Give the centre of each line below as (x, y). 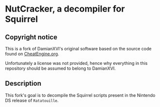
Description (23, 84)
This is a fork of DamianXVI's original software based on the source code (78, 49)
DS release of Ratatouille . (32, 100)
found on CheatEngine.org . (32, 54)
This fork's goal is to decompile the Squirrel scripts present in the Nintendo (80, 95)
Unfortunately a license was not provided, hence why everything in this (76, 63)
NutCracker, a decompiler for (65, 9)
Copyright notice (31, 37)
